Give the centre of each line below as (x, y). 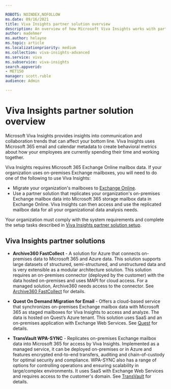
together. (15, 157)
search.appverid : (24, 67)
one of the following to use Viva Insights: (48, 178)
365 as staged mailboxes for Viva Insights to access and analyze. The (86, 312)
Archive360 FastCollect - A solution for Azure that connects (77, 253)
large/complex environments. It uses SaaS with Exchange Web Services (88, 371)
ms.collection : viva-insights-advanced (48, 52)
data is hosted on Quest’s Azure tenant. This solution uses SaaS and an (87, 318)
